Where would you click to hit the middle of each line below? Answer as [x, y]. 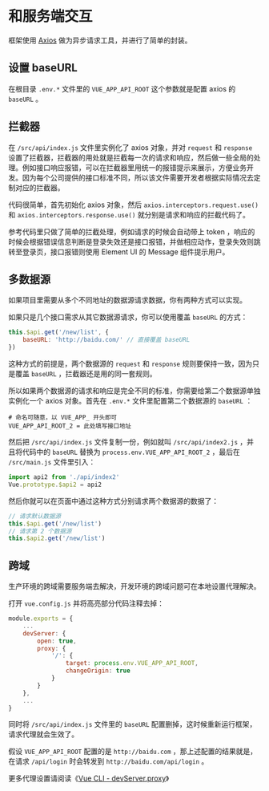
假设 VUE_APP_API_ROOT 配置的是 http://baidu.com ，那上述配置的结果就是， [133, 752]
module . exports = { [41, 619]
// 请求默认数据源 [35, 516]
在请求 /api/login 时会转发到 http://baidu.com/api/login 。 [108, 761]
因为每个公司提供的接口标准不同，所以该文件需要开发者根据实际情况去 [138, 177]
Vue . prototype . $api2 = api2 [55, 485]
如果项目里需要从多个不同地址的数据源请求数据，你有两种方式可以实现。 [127, 300]
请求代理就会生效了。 [43, 734]
